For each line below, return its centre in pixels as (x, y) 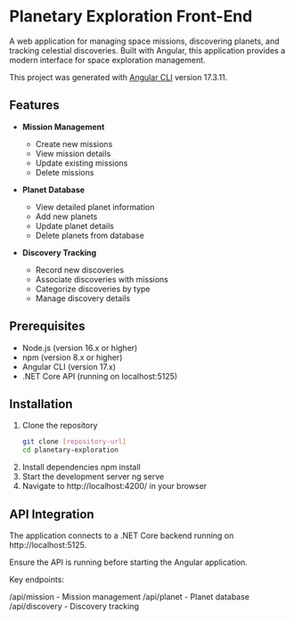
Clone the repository (60, 426)
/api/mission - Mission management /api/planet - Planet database (130, 596)
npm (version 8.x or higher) (72, 357)
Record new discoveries (80, 270)
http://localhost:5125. (48, 544)
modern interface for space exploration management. (108, 60)
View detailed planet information (95, 207)
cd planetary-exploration (70, 450)
